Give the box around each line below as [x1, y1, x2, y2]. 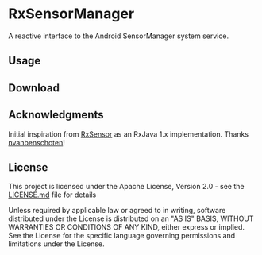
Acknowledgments [8, 108, 105, 122]
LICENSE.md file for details [8, 190, 97, 199]
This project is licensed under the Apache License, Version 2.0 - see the [8, 182, 245, 191]
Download [8, 81, 60, 95]
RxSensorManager [8, 5, 135, 23]
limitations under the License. [8, 239, 105, 249]
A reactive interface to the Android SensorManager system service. [8, 31, 229, 41]
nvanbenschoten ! [8, 137, 65, 147]
